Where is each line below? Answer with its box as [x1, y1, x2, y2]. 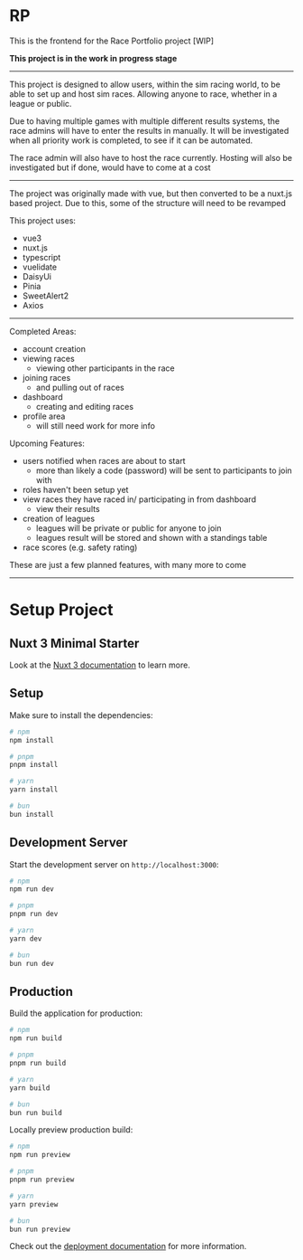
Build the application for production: [9, 1008, 142, 1018]
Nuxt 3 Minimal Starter [9, 635, 140, 651]
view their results [35, 503, 101, 514]
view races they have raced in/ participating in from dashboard [22, 494, 257, 505]
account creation [22, 343, 86, 354]
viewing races [22, 353, 75, 364]
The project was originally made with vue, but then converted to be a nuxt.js [9, 187, 293, 199]
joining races [22, 372, 71, 383]
